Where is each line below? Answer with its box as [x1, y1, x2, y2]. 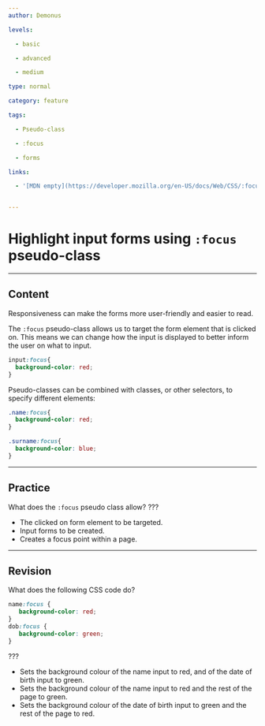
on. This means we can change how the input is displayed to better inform [8, 332, 249, 341]
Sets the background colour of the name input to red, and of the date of [19, 667, 252, 676]
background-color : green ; [18, 630, 104, 638]
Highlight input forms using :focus [8, 230, 237, 248]
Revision [8, 564, 52, 578]
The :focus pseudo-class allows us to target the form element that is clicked [8, 324, 256, 333]
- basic [15, 40, 41, 48]
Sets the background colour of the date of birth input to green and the [19, 700, 247, 709]
